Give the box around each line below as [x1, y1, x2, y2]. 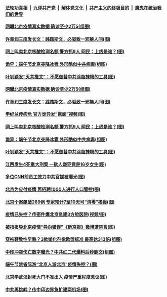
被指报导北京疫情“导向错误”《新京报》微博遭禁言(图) [5, 224, 115, 230]
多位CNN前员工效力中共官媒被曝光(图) [5, 174, 86, 180]
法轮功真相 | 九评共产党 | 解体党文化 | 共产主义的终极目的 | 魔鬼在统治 [5, 5, 157, 11]
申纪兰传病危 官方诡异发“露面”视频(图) [5, 111, 86, 117]
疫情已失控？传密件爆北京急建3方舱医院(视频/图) [5, 211, 107, 218]
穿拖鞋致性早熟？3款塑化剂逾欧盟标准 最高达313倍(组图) [5, 236, 122, 242]
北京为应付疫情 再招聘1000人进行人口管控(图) [5, 186, 101, 192]
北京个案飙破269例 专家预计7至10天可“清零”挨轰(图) [5, 199, 115, 205]
